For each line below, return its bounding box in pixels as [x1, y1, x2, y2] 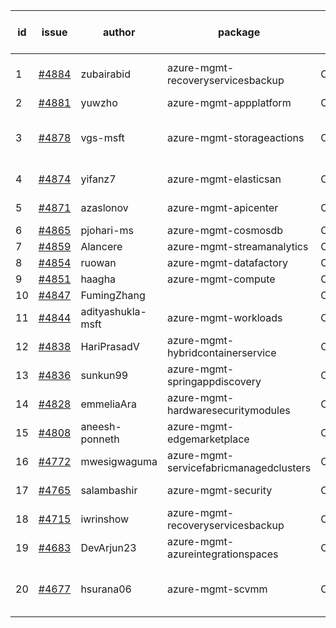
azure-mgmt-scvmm [167, 582, 268, 596]
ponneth [80, 432, 120, 446]
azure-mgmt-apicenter [167, 201, 279, 214]
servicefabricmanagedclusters [167, 461, 312, 474]
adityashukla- [80, 305, 147, 318]
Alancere [80, 240, 123, 253]
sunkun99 [80, 369, 129, 382]
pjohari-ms [80, 224, 134, 237]
